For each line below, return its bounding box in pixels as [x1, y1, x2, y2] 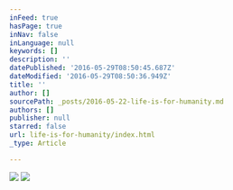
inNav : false [9, 30, 59, 39]
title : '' [9, 80, 47, 89]
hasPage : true [9, 22, 63, 31]
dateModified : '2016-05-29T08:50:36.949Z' [9, 72, 172, 81]
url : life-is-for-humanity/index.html [9, 131, 155, 140]
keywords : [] [9, 47, 59, 56]
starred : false [9, 122, 67, 131]
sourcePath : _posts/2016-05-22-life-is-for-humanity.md [9, 96, 224, 106]
